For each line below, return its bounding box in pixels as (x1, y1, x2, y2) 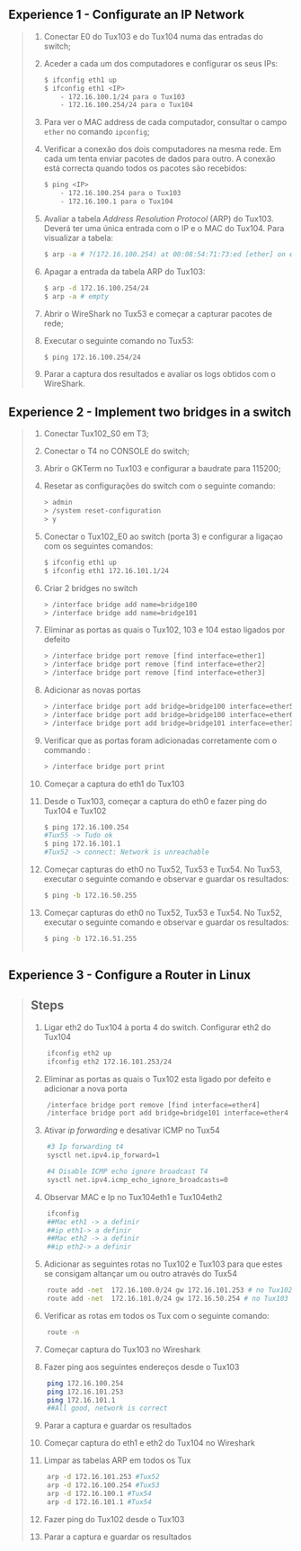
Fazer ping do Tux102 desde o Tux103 (43, 1513, 185, 1524)
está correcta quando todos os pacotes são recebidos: (43, 163, 248, 174)
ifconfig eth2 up (47, 1048, 111, 1058)
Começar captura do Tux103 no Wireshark (43, 1344, 201, 1355)
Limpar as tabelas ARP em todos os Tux (43, 1455, 191, 1466)
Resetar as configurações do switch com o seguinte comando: (43, 480, 276, 491)
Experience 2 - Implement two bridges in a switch (8, 404, 292, 419)
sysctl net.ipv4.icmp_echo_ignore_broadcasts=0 (47, 1175, 228, 1184)
